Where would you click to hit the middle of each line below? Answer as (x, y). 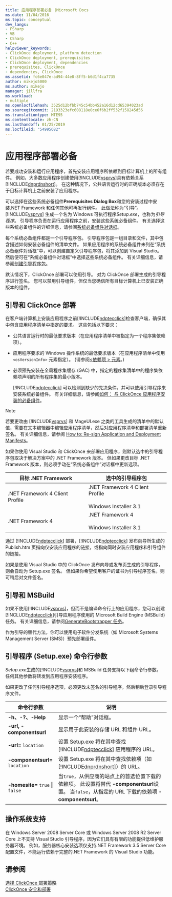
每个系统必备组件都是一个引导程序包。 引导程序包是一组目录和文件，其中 (82, 238)
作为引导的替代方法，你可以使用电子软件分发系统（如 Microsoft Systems (82, 632)
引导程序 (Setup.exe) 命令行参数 (56, 656)
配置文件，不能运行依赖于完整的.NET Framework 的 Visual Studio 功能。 (81, 851)
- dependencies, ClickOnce (34, 72)
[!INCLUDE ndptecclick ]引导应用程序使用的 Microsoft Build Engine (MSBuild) (85, 615)
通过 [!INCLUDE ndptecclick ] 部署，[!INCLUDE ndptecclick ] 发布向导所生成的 (85, 541)
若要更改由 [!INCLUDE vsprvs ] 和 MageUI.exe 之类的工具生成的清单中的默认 (84, 422)
